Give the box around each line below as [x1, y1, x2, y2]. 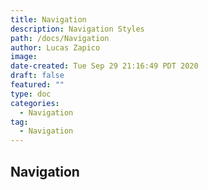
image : [10, 52, 38, 62]
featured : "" [10, 80, 65, 90]
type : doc [10, 89, 52, 99]
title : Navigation [10, 14, 87, 25]
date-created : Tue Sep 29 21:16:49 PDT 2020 [10, 61, 199, 71]
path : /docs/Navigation [10, 33, 110, 43]
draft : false [10, 71, 65, 81]
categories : [10, 98, 60, 108]
